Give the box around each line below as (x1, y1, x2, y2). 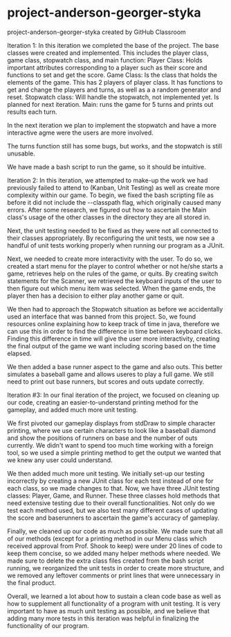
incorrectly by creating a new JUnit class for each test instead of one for (7, 477, 214, 485)
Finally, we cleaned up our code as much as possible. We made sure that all (7, 527, 223, 535)
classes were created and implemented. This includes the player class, (7, 49, 209, 57)
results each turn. (7, 108, 57, 116)
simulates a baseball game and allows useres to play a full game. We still (7, 370, 214, 378)
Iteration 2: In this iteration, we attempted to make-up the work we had (7, 176, 208, 185)
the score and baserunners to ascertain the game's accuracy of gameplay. (7, 513, 220, 522)
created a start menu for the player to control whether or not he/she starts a (7, 262, 223, 270)
